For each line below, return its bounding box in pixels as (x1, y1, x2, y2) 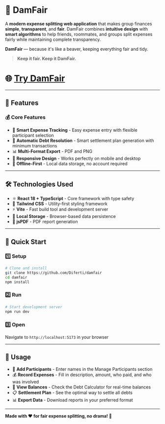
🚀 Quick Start (5, 238, 47, 246)
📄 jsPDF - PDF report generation (12, 219, 78, 225)
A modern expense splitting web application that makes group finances (5, 21, 152, 27)
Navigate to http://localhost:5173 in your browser (5, 334, 109, 340)
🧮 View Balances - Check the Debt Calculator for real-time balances (12, 384, 151, 390)
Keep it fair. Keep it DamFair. (17, 55, 76, 61)
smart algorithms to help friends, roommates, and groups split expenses (5, 31, 153, 37)
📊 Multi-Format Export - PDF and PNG (12, 148, 92, 154)
